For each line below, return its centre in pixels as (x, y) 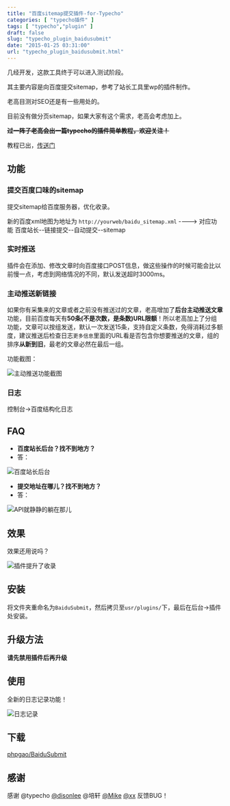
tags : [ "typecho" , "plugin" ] (50, 26)
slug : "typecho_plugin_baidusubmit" (59, 39)
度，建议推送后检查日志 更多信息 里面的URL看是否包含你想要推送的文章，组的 (113, 336)
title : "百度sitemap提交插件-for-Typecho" (65, 13)
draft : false (26, 33)
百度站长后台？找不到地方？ (56, 449)
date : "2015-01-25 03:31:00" (49, 45)
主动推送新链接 (32, 293)
